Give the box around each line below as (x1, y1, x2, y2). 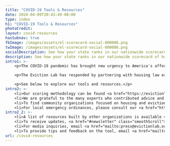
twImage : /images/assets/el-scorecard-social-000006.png (5, 45, 128, 50)
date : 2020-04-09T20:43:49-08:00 (5, 12, 76, 17)
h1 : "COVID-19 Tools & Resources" (5, 21, 78, 27)
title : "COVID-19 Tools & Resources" (5, 7, 85, 13)
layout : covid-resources (5, 31, 58, 36)
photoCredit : (5, 26, 33, 31)
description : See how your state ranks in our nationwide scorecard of (5, 54, 159, 59)
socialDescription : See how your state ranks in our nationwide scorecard (5, 49, 166, 54)
